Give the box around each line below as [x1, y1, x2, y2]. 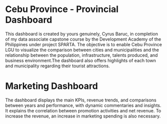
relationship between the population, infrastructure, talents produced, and [5, 52, 158, 58]
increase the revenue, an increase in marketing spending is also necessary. [5, 113, 161, 119]
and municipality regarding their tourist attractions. [5, 63, 110, 69]
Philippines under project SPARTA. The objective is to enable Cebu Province [5, 41, 162, 47]
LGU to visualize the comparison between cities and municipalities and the [5, 47, 159, 53]
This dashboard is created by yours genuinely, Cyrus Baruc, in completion [5, 31, 158, 37]
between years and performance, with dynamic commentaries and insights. [5, 102, 161, 108]
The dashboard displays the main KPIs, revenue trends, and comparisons [5, 97, 156, 103]
